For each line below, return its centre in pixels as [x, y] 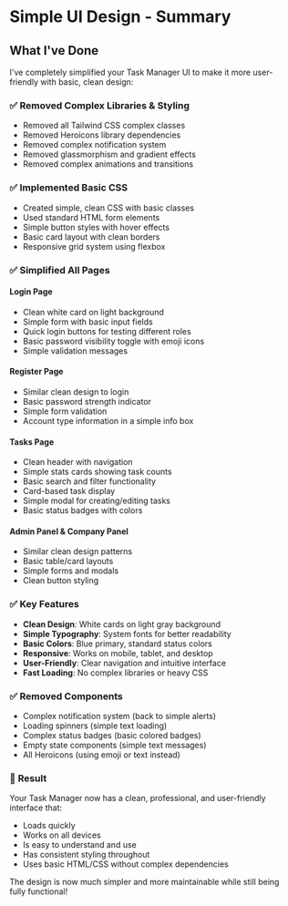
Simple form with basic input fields [87, 322]
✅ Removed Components [66, 696]
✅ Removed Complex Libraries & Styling [99, 105]
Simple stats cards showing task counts [97, 472]
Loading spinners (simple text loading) [95, 726]
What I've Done [54, 51]
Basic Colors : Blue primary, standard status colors [117, 643]
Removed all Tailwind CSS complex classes [104, 126]
